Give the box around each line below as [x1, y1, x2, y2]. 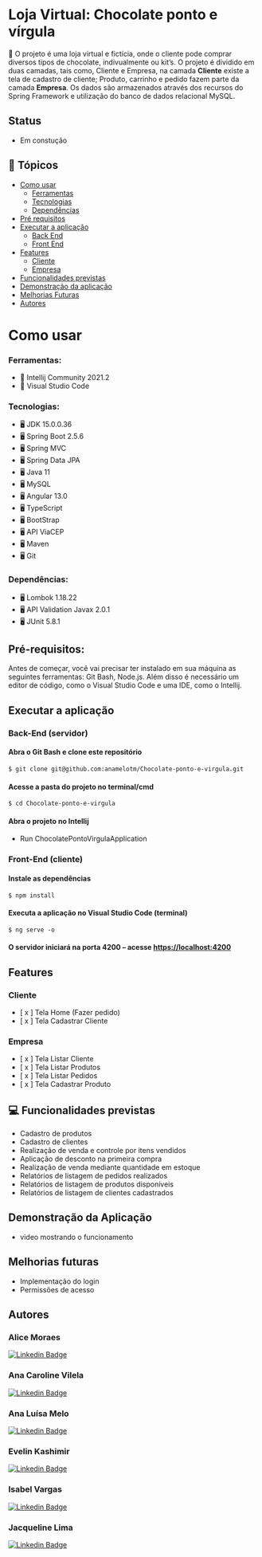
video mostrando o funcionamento [19, 1232, 134, 1241]
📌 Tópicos [8, 159, 58, 172]
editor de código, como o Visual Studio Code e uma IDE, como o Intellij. [8, 680, 243, 690]
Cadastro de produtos [19, 1129, 92, 1139]
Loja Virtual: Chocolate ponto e [8, 6, 218, 24]
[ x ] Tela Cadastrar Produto [19, 1080, 111, 1089]
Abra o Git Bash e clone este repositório [8, 747, 143, 757]
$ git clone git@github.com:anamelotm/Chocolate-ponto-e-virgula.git [8, 765, 244, 773]
